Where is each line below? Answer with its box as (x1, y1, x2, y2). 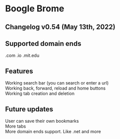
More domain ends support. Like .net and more (5, 129, 101, 135)
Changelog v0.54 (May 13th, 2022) (5, 23, 116, 31)
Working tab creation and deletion (5, 91, 75, 96)
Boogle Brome (5, 3, 64, 14)
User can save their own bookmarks (5, 118, 79, 124)
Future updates (5, 105, 54, 113)
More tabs (5, 123, 26, 129)
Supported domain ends (5, 39, 82, 47)
